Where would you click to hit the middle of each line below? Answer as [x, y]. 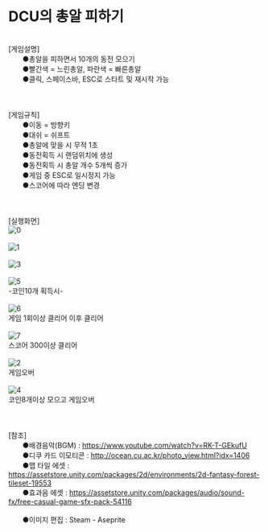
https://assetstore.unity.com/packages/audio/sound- [157, 493]
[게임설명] [24, 48]
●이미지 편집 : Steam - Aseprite [74, 519]
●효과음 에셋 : [45, 493]
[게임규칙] [24, 114]
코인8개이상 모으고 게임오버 [52, 399]
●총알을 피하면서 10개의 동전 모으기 [78, 59]
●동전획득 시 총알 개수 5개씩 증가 [75, 165]
